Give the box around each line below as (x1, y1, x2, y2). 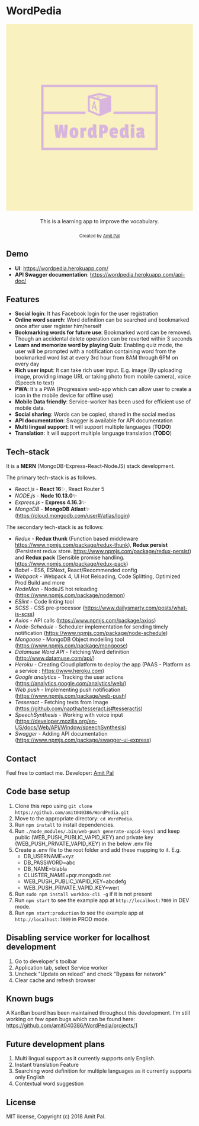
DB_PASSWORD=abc (23, 859, 76, 866)
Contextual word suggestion (14, 1080, 84, 1087)
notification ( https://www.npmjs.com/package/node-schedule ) (14, 630, 168, 637)
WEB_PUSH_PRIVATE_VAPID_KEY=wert (23, 884, 120, 891)
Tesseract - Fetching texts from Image (14, 699, 108, 706)
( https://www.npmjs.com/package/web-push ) (14, 692, 127, 700)
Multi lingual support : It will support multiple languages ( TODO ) (14, 424, 172, 431)
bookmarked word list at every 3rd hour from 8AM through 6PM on (14, 354, 178, 361)
